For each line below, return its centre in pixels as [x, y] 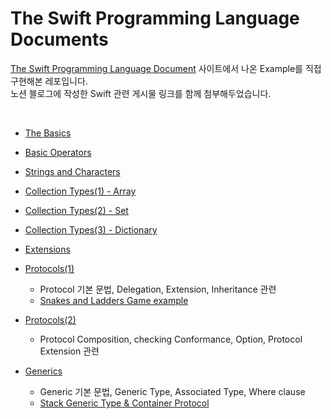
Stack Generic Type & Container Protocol [124, 403]
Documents [59, 39]
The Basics [48, 133]
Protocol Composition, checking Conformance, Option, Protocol [171, 339]
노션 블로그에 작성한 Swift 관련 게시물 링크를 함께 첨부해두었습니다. [141, 93]
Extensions [47, 249]
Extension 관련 [69, 351]
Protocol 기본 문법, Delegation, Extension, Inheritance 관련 [158, 289]
